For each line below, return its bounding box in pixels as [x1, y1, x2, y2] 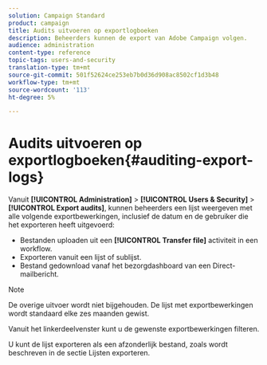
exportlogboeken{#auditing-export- [8, 151, 253, 170]
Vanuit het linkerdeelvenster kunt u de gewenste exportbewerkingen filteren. [8, 324, 260, 334]
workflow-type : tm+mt [8, 78, 80, 86]
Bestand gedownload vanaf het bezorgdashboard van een [19, 261, 211, 271]
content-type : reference [8, 49, 91, 57]
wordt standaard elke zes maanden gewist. [8, 308, 150, 319]
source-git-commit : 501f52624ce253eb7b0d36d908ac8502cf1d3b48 [8, 71, 219, 79]
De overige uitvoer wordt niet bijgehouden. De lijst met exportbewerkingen [8, 300, 253, 310]
